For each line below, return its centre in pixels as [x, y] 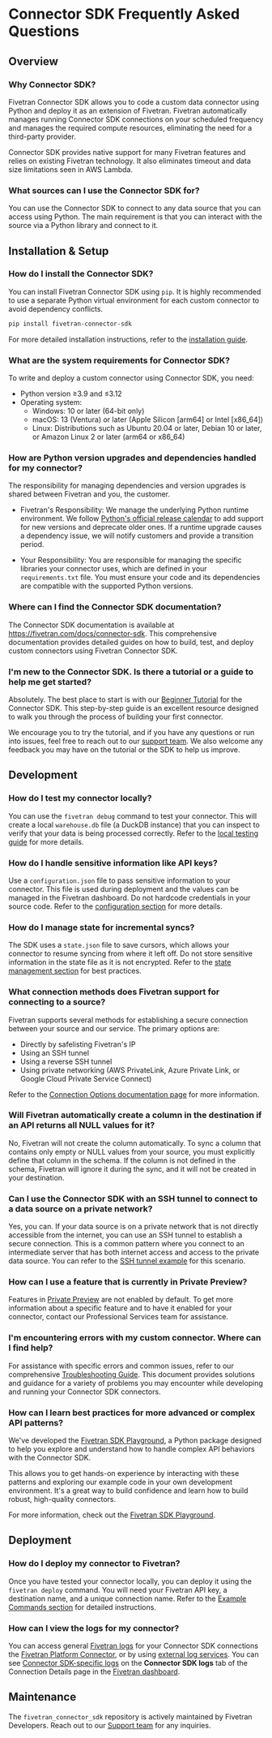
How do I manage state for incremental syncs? [102, 927]
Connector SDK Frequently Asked [124, 14]
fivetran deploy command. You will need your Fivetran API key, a [118, 1590]
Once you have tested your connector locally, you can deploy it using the [130, 1581]
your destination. [36, 1177]
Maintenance [42, 1697]
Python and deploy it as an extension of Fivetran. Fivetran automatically [127, 110]
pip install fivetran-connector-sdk [70, 324]
